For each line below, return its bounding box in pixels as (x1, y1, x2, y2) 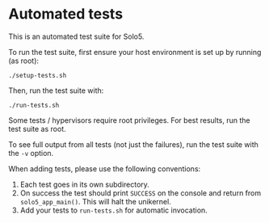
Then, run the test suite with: (8, 86, 104, 95)
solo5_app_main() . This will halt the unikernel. (19, 196, 171, 206)
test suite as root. (8, 124, 66, 133)
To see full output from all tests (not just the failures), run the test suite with (8, 139, 258, 149)
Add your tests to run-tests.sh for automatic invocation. (19, 205, 208, 215)
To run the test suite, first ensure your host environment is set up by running (8, 47, 262, 57)
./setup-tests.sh (8, 71, 67, 79)
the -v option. (8, 148, 54, 158)
